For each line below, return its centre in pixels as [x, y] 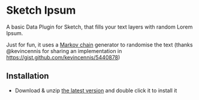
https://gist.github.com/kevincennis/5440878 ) [63, 57]
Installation [28, 76]
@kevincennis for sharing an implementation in [64, 51]
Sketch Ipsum [41, 10]
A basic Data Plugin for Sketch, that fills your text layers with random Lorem [99, 27]
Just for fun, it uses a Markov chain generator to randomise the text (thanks [99, 45]
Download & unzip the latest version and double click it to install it [96, 90]
